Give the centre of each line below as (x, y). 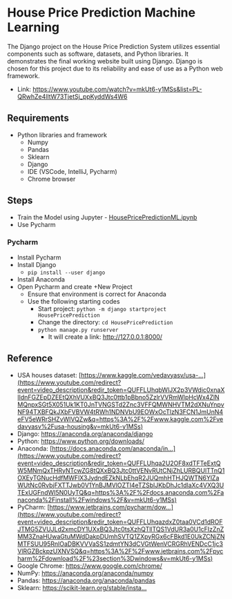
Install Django (37, 264)
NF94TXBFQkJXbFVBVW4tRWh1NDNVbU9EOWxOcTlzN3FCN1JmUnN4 (120, 411)
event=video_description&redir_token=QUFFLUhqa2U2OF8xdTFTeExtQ (119, 463)
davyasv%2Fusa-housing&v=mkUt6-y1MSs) (80, 426)
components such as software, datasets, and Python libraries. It (98, 54)
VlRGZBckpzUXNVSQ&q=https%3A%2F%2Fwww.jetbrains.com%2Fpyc (120, 551)
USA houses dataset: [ (49, 375)
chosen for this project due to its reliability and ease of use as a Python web (115, 68)
